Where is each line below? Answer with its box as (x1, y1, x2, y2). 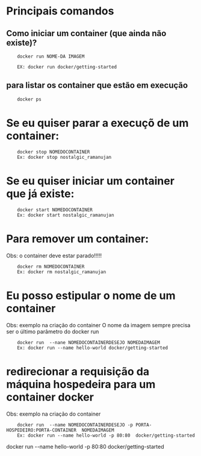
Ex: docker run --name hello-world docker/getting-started (17, 345, 169, 351)
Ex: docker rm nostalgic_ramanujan (17, 269, 107, 275)
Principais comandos (6, 4, 114, 18)
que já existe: (6, 186, 75, 200)
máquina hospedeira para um (6, 377, 156, 391)
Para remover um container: (6, 232, 149, 245)
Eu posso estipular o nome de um (6, 289, 176, 302)
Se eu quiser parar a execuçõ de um (6, 116, 189, 130)
